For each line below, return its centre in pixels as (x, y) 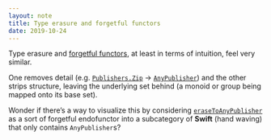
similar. (20, 62)
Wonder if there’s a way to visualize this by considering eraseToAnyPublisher (135, 110)
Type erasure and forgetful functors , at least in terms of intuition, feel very (132, 54)
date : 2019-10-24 (38, 31)
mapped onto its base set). (53, 95)
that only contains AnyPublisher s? (65, 128)
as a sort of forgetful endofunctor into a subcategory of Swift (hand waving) (135, 119)
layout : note (30, 16)
